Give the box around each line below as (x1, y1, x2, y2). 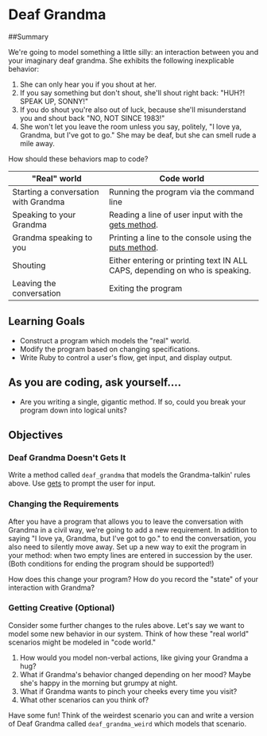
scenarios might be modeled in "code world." (8, 637, 157, 647)
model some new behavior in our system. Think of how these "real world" (8, 629, 249, 638)
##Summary (8, 32, 49, 41)
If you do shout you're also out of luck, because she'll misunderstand (19, 105, 246, 114)
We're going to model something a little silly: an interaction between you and (8, 47, 259, 56)
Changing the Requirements (8, 498, 119, 509)
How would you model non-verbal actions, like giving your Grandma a (19, 653, 249, 662)
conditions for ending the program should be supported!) (27, 559, 215, 568)
